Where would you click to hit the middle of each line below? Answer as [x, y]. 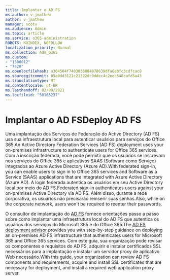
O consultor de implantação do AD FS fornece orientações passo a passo [82, 214]
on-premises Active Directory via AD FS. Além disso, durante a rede [76, 193]
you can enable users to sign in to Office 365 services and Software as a [81, 172]
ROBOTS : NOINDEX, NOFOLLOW [34, 43]
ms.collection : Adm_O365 [31, 52]
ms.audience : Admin [26, 29]
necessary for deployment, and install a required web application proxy [80, 268]
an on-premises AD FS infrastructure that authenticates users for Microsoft [84, 235]
